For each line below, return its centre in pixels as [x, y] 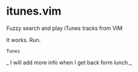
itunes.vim [34, 11]
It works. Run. [24, 40]
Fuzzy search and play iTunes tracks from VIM [64, 28]
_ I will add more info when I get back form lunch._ [69, 62]
